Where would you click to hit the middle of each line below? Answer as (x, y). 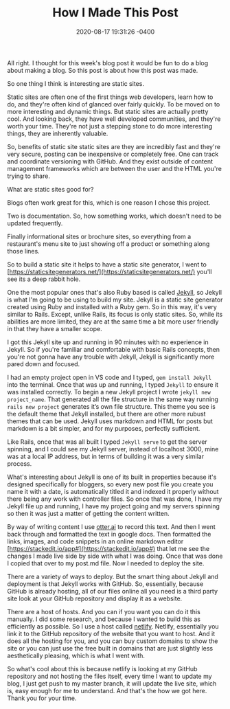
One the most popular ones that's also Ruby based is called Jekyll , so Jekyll (114, 292)
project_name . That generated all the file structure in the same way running (113, 399)
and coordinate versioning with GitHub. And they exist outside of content (110, 161)
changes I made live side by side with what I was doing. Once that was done (115, 556)
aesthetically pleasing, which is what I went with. (76, 655)
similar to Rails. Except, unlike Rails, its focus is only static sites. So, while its (115, 314)
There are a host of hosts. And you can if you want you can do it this (104, 611)
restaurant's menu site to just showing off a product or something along (108, 244)
